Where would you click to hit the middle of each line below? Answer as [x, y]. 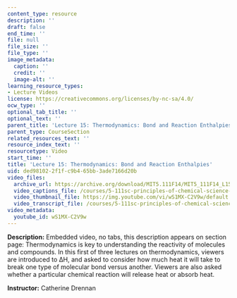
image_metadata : [31, 60]
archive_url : [33, 184]
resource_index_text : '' [44, 145]
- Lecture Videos [33, 92]
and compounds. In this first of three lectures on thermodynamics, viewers [116, 252]
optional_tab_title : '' [42, 112]
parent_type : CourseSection [49, 132]
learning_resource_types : [45, 86]
